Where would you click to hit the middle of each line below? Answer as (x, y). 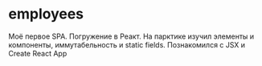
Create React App (38, 53)
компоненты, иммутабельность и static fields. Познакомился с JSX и (127, 44)
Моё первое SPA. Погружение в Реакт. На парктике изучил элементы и (131, 36)
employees (46, 14)
